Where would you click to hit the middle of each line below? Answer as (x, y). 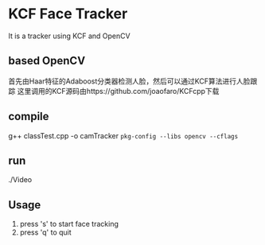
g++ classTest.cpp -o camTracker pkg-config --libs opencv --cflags (123, 135)
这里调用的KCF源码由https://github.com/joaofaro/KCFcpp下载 (118, 91)
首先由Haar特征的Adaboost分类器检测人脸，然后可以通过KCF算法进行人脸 (129, 81)
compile (29, 117)
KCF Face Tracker (68, 14)
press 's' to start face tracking (69, 224)
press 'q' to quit (45, 232)
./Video (20, 180)
